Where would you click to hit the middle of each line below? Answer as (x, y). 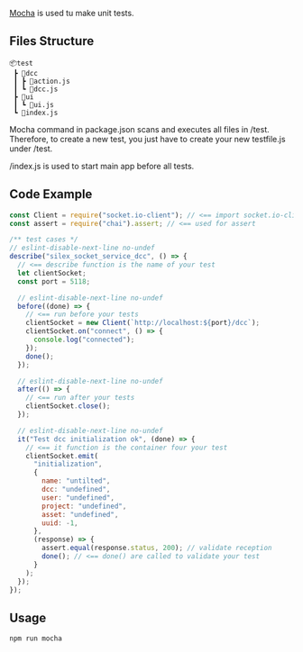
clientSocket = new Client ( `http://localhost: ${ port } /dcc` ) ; (142, 323)
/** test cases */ (44, 240)
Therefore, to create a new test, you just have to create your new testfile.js (147, 139)
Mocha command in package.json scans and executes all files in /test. (140, 129)
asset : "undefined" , (80, 514)
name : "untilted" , (76, 481)
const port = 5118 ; (54, 281)
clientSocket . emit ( (62, 456)
